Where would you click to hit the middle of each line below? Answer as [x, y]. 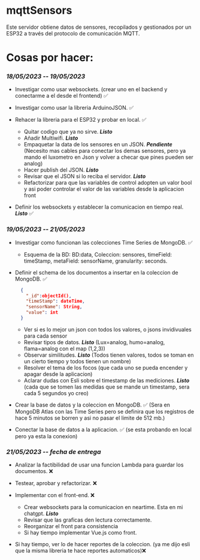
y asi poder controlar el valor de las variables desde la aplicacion [104, 189]
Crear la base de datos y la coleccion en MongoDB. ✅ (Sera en [93, 405]
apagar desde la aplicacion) [58, 374]
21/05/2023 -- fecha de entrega [54, 451]
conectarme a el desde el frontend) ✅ [61, 96]
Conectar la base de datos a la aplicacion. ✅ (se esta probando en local [103, 429]
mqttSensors [39, 10]
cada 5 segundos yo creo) [56, 393]
